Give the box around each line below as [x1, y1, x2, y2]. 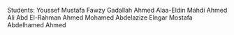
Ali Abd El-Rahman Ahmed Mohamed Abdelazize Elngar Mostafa [7, 13, 193, 22]
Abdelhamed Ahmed [7, 21, 66, 29]
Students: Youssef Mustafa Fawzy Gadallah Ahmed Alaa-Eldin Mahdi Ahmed [7, 6, 228, 14]
